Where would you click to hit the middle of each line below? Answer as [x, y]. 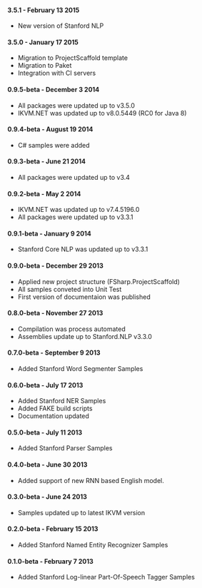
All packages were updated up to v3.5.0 [76, 105]
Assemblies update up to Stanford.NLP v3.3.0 [85, 336]
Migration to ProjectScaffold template [73, 58]
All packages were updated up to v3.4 [74, 178]
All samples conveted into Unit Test [70, 289]
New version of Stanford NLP [61, 26]
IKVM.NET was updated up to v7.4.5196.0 [79, 210]
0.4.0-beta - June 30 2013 [47, 465]
